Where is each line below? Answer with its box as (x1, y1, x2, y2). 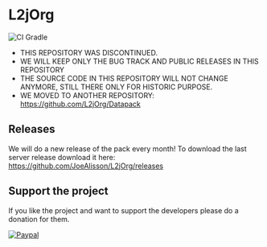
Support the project (8, 184, 109, 198)
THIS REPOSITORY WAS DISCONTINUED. (19, 47, 158, 57)
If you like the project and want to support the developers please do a (8, 205, 239, 215)
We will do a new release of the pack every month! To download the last (8, 143, 247, 154)
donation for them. (8, 214, 70, 224)
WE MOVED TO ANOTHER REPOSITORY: (19, 90, 154, 100)
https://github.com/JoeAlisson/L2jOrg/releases (8, 161, 163, 171)
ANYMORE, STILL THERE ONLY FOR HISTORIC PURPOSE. (19, 82, 213, 92)
